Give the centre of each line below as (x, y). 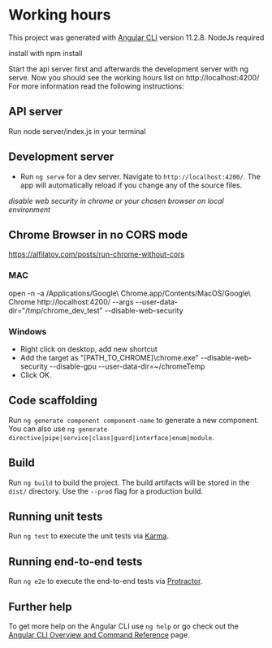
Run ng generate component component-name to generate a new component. (134, 420)
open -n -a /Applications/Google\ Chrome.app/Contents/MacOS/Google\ (130, 293)
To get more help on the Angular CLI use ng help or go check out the (123, 626)
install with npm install (45, 53)
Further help (41, 607)
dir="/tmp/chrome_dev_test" (56, 310)
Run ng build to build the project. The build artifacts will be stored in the (129, 482)
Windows (28, 331)
